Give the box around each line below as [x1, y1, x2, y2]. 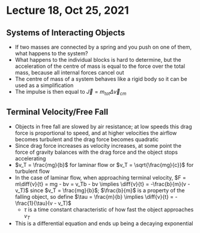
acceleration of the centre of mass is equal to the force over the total [14, 62, 185, 70]
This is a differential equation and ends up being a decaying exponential [14, 220, 193, 227]
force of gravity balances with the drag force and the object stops [14, 148, 178, 156]
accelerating [14, 154, 46, 162]
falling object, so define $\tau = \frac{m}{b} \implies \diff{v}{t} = [14, 193, 174, 200]
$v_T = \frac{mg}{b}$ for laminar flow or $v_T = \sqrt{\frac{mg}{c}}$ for [14, 161, 194, 168]
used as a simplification [14, 82, 74, 89]
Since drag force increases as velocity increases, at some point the [14, 142, 182, 149]
